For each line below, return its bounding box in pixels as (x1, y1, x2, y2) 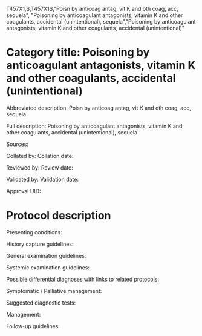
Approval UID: (6, 187, 41, 194)
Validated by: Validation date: (6, 176, 79, 183)
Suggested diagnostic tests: (6, 299, 76, 306)
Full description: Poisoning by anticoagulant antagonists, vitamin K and (6, 122, 183, 130)
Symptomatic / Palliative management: (6, 287, 102, 294)
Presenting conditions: (6, 228, 62, 236)
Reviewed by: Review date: (6, 163, 74, 171)
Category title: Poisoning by (6, 45, 150, 59)
